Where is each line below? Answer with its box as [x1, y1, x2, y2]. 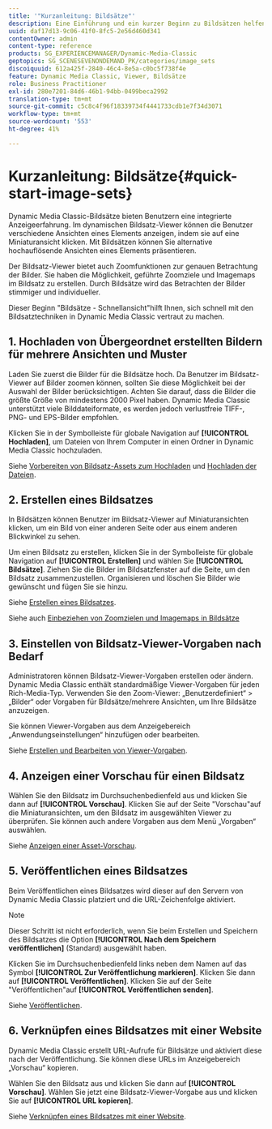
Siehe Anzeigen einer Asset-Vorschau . [8, 840, 138, 850]
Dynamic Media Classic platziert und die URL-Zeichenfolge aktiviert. [8, 894, 236, 904]
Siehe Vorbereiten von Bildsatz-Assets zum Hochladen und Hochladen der [8, 461, 257, 470]
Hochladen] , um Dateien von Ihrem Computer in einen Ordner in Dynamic [8, 436, 254, 446]
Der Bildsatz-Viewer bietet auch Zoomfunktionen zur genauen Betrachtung [8, 261, 258, 271]
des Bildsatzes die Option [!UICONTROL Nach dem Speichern [8, 934, 217, 944]
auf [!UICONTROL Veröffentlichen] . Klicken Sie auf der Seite [8, 976, 212, 985]
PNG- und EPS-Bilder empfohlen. [8, 412, 120, 422]
